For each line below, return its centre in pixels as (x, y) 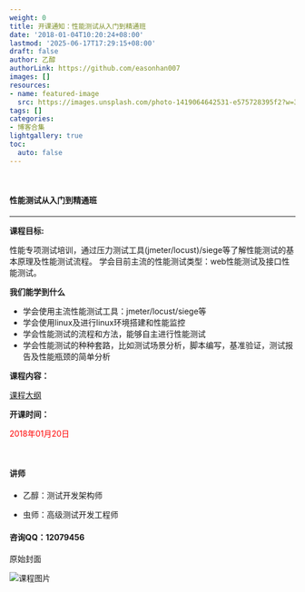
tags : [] (26, 111)
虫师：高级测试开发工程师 (70, 515)
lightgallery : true (46, 136)
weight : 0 (28, 18)
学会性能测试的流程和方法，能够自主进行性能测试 (114, 334)
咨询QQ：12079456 (47, 537)
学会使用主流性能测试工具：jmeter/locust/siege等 (114, 311)
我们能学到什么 (37, 292)
